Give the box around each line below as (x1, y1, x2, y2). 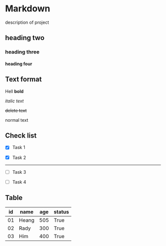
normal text (5, 117, 29, 123)
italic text (5, 98, 24, 104)
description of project (5, 19, 49, 25)
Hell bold (5, 88, 24, 94)
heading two (5, 34, 44, 42)
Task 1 (12, 145, 26, 150)
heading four (5, 60, 33, 67)
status (53, 208, 69, 215)
